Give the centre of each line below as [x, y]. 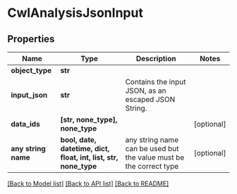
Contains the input [156, 82]
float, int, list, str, [89, 157]
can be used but [152, 149]
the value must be [155, 157]
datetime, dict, [85, 149]
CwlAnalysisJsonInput [75, 13]
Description [156, 59]
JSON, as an [146, 91]
